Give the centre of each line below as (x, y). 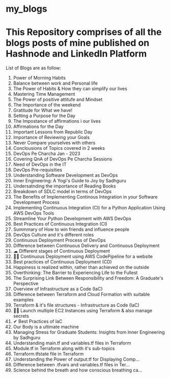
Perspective (26, 284)
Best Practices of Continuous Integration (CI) (60, 224)
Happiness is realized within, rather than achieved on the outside (81, 267)
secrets (21, 316)
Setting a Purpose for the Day (44, 116)
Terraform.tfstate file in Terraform (48, 354)
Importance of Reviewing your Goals (51, 138)
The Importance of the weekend (47, 105)
